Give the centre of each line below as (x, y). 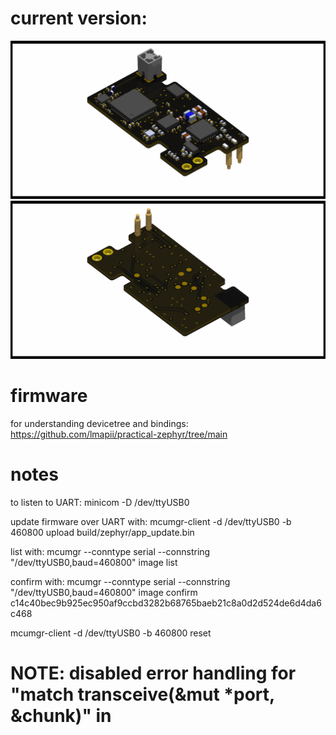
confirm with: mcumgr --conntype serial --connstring (120, 581)
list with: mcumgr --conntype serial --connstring (110, 551)
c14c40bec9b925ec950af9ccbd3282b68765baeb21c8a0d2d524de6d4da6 (166, 603)
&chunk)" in (61, 715)
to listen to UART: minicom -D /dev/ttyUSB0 (100, 502)
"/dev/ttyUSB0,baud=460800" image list (94, 562)
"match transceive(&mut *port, (142, 694)
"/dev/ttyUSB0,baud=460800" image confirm (104, 592)
